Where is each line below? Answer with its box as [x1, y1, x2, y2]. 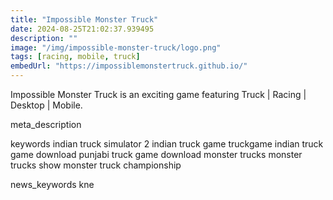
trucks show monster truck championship [10, 159, 182, 171]
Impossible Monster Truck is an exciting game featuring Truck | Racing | [10, 89, 307, 100]
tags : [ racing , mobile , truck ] [10, 52, 141, 62]
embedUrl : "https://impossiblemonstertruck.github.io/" [10, 61, 248, 71]
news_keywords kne [10, 179, 95, 190]
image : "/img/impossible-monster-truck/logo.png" [10, 42, 222, 53]
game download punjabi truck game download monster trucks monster [10, 149, 303, 160]
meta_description [10, 119, 82, 130]
